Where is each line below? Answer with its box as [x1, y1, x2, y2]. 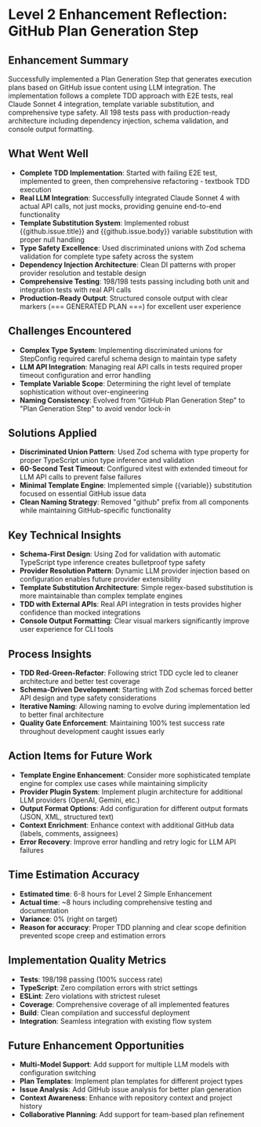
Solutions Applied [8, 427, 97, 440]
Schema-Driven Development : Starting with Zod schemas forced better [19, 685, 253, 695]
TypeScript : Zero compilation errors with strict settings [19, 982, 198, 992]
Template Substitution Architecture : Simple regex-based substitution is [19, 583, 253, 593]
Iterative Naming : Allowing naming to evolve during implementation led [19, 702, 251, 711]
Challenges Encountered [8, 325, 132, 338]
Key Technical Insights [8, 528, 121, 541]
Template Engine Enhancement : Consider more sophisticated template [19, 770, 251, 780]
